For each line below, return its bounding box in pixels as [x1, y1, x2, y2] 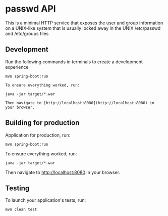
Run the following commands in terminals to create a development [5, 59, 143, 65]
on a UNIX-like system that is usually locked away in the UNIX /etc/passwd [5, 25, 160, 31]
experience [5, 64, 29, 70]
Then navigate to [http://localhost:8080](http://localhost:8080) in [5, 100, 155, 105]
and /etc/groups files [5, 30, 49, 36]
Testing [5, 184, 30, 192]
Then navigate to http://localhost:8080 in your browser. [5, 169, 120, 175]
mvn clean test [5, 207, 37, 212]
